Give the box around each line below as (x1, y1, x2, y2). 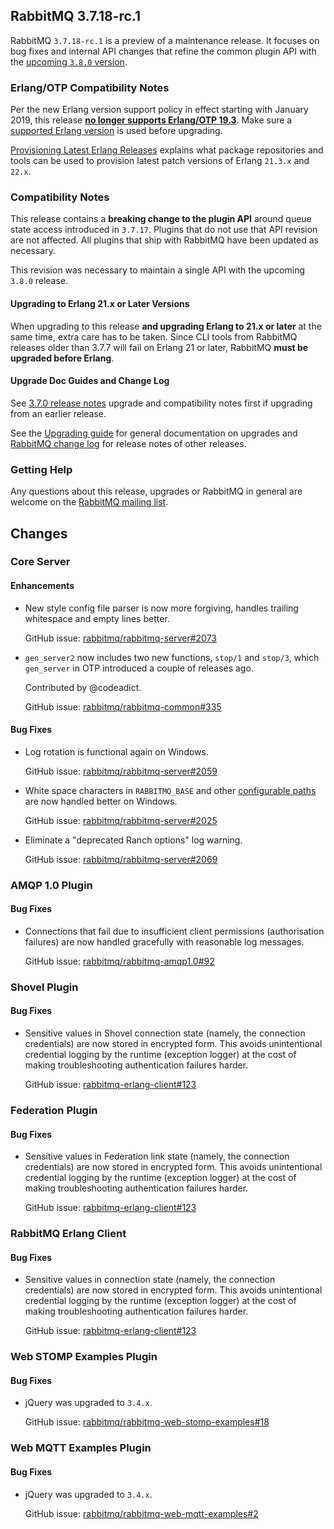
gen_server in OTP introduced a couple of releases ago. (24, 662, 254, 674)
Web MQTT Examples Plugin (10, 1441, 152, 1455)
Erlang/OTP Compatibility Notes (10, 80, 170, 94)
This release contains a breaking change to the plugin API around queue (10, 213, 312, 225)
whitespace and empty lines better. (24, 612, 170, 624)
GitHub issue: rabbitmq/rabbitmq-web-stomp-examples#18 (24, 1416, 270, 1428)
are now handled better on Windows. (24, 795, 178, 807)
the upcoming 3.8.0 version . (10, 55, 128, 68)
